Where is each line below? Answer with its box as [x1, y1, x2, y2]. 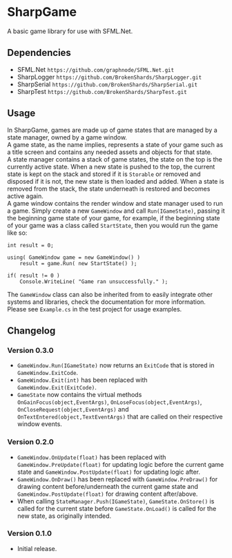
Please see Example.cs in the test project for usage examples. [7, 305, 182, 313]
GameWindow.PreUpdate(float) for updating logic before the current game [17, 460, 224, 468]
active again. [7, 191, 43, 200]
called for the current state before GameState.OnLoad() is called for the [17, 504, 217, 512]
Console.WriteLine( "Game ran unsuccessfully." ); [19, 278, 168, 285]
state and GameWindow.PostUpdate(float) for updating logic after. [17, 468, 201, 476]
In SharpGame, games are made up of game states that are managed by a [7, 126, 217, 134]
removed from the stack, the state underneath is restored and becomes [7, 184, 211, 193]
